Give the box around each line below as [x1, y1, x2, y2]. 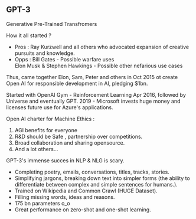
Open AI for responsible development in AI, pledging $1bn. [6, 80, 148, 87]
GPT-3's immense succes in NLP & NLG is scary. [6, 156, 125, 164]
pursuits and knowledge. [14, 50, 75, 57]
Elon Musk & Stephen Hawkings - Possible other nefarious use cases [14, 62, 183, 69]
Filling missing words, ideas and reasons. [14, 193, 115, 200]
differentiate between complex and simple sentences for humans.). [14, 181, 178, 188]
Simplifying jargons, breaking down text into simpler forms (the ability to [14, 174, 190, 182]
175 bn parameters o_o [14, 200, 70, 207]
